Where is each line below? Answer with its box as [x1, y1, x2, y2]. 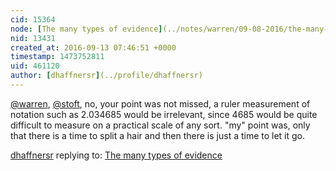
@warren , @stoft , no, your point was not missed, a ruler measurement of [10, 97, 311, 110]
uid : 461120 [10, 61, 60, 71]
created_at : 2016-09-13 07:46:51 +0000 [10, 42, 177, 53]
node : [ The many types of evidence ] [10, 24, 163, 34]
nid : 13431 [10, 33, 56, 43]
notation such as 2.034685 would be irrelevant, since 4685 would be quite [10, 108, 318, 120]
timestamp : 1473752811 [10, 52, 105, 62]
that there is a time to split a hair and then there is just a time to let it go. [10, 129, 306, 141]
